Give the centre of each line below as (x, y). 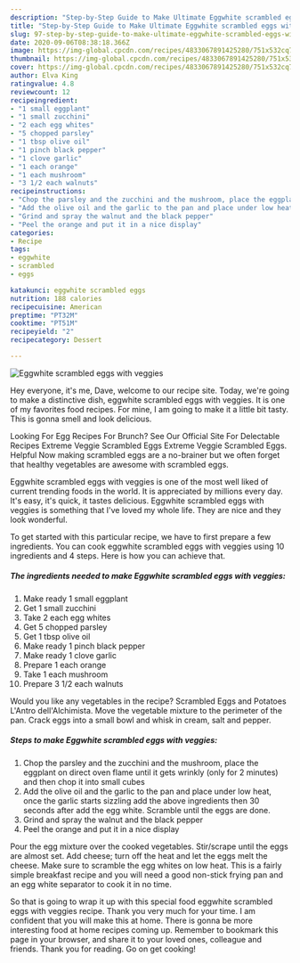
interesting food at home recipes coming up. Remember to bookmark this (144, 930)
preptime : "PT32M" (44, 315)
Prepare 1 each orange (65, 665)
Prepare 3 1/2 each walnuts (73, 683)
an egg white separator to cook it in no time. (91, 884)
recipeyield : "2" (42, 332)
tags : (20, 249)
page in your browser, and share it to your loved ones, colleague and (136, 939)
